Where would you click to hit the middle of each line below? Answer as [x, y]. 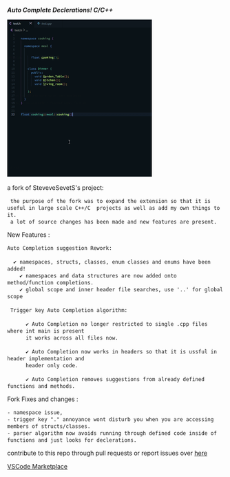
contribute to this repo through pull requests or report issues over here [107, 453]
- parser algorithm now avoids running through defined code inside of [112, 434]
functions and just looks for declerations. [72, 440]
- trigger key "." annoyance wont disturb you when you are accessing [111, 420]
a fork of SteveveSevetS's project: [56, 188]
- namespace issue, [35, 413]
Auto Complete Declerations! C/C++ [60, 10]
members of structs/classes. [49, 427]
